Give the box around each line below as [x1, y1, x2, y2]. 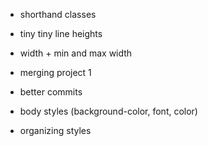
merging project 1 [19, 67, 92, 78]
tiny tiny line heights [19, 28, 103, 39]
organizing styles [19, 125, 92, 136]
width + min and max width [19, 47, 133, 59]
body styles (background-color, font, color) [19, 105, 198, 117]
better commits [19, 86, 83, 98]
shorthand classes [19, 9, 97, 20]
